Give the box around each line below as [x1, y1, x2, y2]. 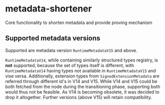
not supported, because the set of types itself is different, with [5, 62, 134, 68]
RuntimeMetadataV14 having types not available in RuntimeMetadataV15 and [5, 67, 156, 73]
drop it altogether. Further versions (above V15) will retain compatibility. [5, 94, 152, 100]
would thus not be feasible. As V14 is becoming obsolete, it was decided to [5, 88, 160, 95]
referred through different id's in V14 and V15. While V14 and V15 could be [5, 78, 157, 84]
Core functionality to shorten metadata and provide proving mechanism [5, 19, 152, 25]
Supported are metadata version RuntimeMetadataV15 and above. [5, 47, 137, 53]
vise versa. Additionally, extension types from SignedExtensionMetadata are [5, 73, 160, 79]
